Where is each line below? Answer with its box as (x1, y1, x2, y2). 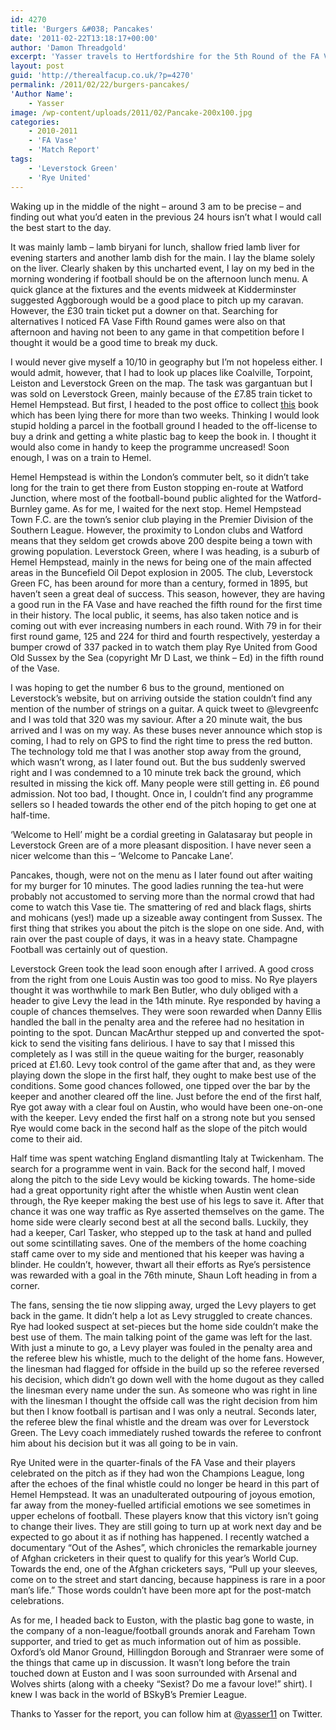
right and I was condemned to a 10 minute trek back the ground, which (10, 766, 302, 778)
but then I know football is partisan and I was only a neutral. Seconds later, (10, 1405, 317, 1417)
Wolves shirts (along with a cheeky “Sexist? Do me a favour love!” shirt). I (10, 1677, 313, 1690)
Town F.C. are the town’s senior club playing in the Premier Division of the (10, 513, 314, 525)
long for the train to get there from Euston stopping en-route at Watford (10, 481, 304, 493)
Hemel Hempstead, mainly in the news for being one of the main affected (10, 556, 312, 568)
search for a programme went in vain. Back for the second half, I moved (10, 1162, 306, 1175)
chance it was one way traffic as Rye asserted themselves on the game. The (10, 1205, 325, 1217)
